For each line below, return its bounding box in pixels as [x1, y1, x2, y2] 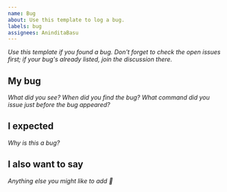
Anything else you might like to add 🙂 [8, 176, 113, 185]
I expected [8, 121, 54, 132]
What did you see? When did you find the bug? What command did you [8, 93, 210, 101]
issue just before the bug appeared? [8, 101, 110, 109]
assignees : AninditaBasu [8, 29, 79, 36]
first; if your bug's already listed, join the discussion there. [8, 56, 173, 64]
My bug [8, 75, 41, 86]
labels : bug [8, 23, 42, 29]
